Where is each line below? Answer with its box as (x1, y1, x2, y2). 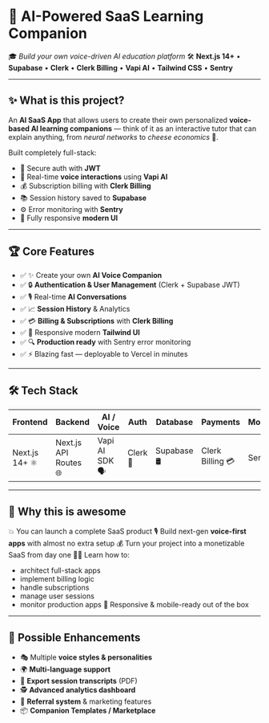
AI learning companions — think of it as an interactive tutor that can (30, 124, 257, 133)
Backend (55, 417, 90, 428)
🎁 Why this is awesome (8, 504, 126, 518)
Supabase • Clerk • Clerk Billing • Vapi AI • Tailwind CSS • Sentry (8, 63, 234, 72)
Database (155, 417, 194, 428)
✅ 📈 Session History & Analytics (19, 304, 130, 313)
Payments (201, 417, 241, 428)
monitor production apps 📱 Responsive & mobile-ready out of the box (19, 600, 250, 610)
